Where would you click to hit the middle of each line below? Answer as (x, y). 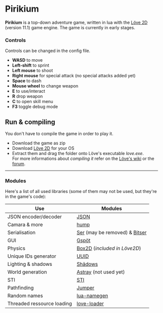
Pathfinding (21, 288)
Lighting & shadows (30, 264)
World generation (27, 272)
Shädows (87, 264)
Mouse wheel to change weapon (45, 86)
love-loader (90, 304)
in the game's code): (25, 197)
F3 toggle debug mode (35, 107)
